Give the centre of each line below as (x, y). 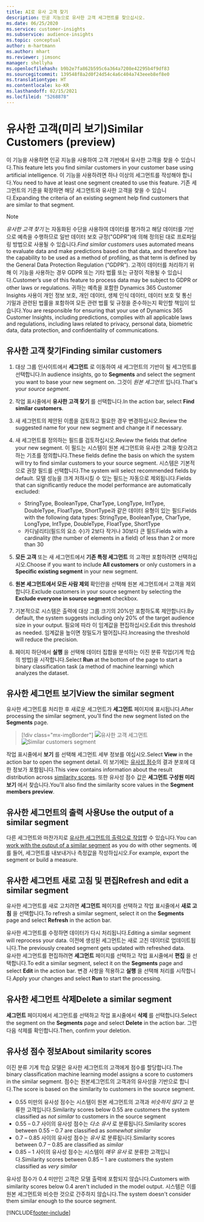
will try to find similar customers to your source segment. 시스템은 (97, 463)
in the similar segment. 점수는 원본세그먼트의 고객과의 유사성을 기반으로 (92, 1081)
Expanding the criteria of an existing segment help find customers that (101, 198)
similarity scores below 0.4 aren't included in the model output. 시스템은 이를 (101, 1186)
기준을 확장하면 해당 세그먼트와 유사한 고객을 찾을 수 (89, 190)
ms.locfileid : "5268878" (38, 97)
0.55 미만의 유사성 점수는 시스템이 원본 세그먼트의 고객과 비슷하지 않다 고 (101, 1102)
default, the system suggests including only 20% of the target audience (105, 618)
